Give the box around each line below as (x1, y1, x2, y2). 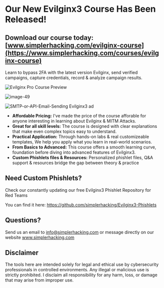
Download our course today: (5, 33, 94, 42)
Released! (5, 14, 47, 25)
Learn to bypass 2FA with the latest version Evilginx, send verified (5, 70, 138, 75)
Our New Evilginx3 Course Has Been (5, 3, 156, 15)
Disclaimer (5, 249, 39, 257)
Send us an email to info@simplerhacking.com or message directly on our (5, 229, 154, 235)
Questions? (5, 216, 41, 225)
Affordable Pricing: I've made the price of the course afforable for (12, 113, 146, 118)
